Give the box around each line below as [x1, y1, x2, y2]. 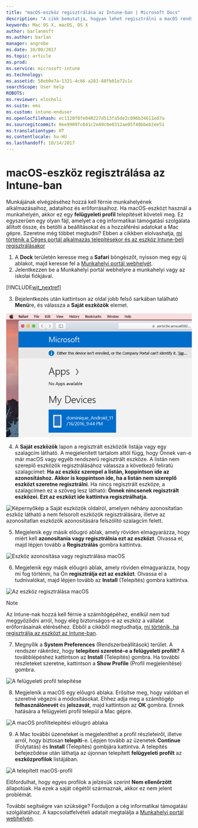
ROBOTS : [6, 90, 25, 97]
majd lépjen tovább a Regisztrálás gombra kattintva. [14, 541, 143, 548]
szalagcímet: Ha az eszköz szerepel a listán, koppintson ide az [14, 468, 170, 475]
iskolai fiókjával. [14, 272, 54, 280]
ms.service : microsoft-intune [6, 65, 81, 71]
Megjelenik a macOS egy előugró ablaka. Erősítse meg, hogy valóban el [14, 689, 189, 696]
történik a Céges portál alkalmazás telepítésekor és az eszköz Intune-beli [6, 236, 184, 243]
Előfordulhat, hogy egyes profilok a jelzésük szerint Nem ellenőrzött [6, 778, 172, 786]
